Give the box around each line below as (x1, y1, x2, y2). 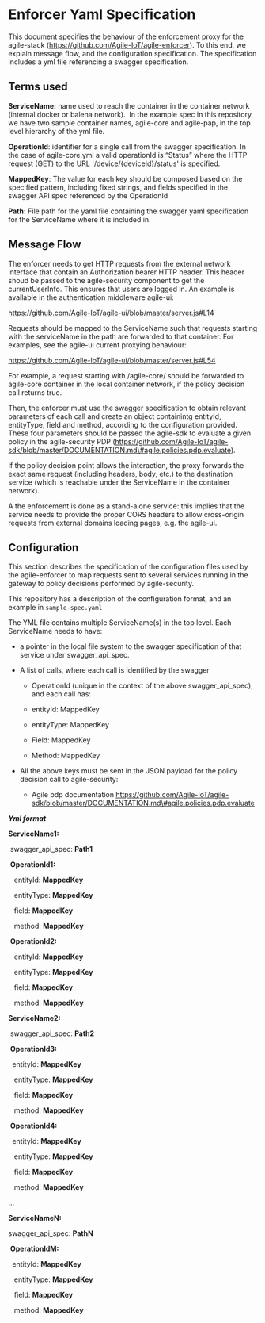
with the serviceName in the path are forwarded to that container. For (8, 332, 234, 341)
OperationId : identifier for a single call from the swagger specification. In (8, 141, 247, 151)
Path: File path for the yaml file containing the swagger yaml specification (8, 206, 249, 216)
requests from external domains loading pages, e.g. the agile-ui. (8, 518, 218, 527)
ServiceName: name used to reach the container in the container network (8, 101, 250, 110)
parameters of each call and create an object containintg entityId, (8, 411, 221, 421)
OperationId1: (9, 860, 56, 869)
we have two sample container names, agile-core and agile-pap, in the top (8, 117, 251, 128)
